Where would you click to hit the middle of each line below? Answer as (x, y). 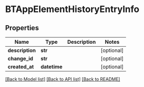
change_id (21, 59)
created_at (21, 67)
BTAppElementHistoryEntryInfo (72, 9)
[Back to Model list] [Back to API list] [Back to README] (63, 79)
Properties (22, 28)
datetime (51, 67)
